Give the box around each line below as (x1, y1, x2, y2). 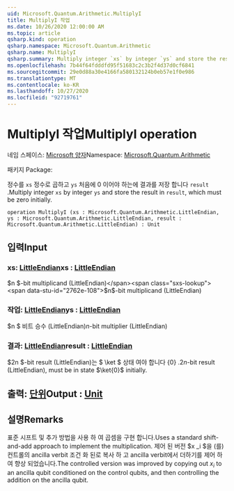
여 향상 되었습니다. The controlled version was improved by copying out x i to (7, 460, 222, 469)
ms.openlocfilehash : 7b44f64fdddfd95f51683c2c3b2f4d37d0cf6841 (7, 62, 195, 69)
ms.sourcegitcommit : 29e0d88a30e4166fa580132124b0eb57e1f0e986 (7, 68, 195, 75)
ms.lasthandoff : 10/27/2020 (7, 88, 89, 95)
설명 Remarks (7, 414, 64, 425)
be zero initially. (7, 195, 52, 204)
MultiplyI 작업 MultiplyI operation (7, 127, 197, 143)
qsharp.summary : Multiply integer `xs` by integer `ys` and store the (7, 56, 217, 63)
